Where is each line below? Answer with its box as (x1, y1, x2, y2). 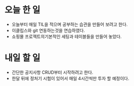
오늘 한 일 (4, 4, 41, 16)
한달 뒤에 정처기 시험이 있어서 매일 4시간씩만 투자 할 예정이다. (11, 75, 130, 81)
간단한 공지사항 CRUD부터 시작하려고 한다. (11, 69, 93, 75)
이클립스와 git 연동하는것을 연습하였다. (11, 27, 85, 33)
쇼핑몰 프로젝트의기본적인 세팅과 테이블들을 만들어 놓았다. (11, 34, 122, 39)
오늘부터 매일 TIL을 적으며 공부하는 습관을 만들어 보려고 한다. (11, 21, 128, 27)
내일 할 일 (4, 52, 41, 64)
